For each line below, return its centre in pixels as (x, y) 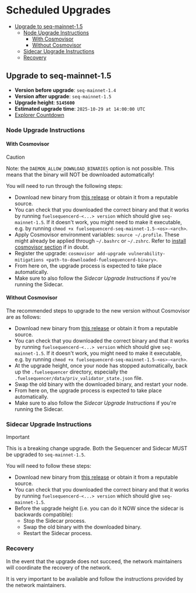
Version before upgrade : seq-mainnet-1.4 (65, 90)
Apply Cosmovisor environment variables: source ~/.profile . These (97, 234)
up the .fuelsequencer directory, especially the (71, 372)
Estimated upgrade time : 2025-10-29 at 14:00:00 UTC (80, 108)
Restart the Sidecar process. (58, 533)
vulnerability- (147, 253)
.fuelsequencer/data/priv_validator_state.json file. (79, 378)
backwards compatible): (44, 515)
